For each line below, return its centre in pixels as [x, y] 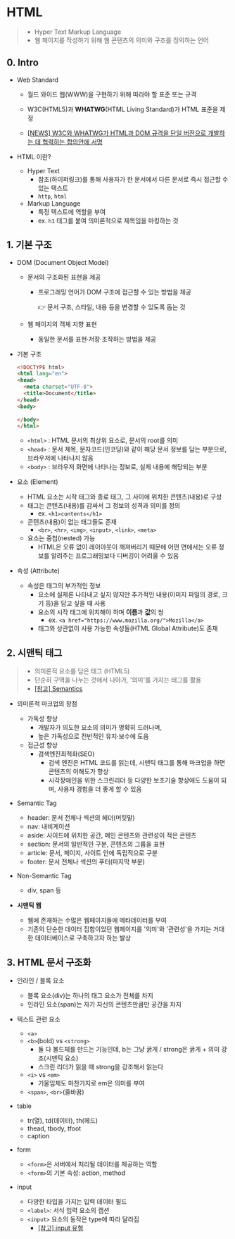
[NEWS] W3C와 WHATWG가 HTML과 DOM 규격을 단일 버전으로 [117, 133]
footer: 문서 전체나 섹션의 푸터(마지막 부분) [86, 862]
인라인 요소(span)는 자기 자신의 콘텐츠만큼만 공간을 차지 [104, 1004]
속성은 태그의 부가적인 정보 [64, 586]
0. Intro [23, 63]
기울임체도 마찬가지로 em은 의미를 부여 [91, 1083]
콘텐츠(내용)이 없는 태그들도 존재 [72, 522]
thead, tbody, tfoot [54, 1128]
